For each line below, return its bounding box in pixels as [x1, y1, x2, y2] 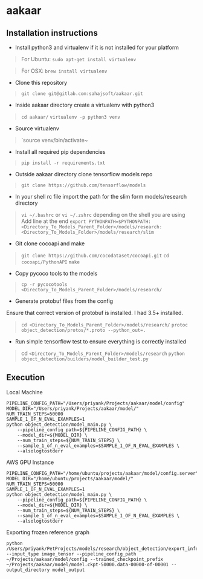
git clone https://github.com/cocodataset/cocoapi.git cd [21, 253, 169, 259]
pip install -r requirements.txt [21, 160, 106, 166]
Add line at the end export [21, 217, 86, 225]
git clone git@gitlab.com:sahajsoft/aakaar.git [21, 91, 143, 97]
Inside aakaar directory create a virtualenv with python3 [14, 101, 155, 108]
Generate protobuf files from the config [14, 297, 114, 305]
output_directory [6, 567, 50, 573]
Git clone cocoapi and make [14, 240, 85, 247]
